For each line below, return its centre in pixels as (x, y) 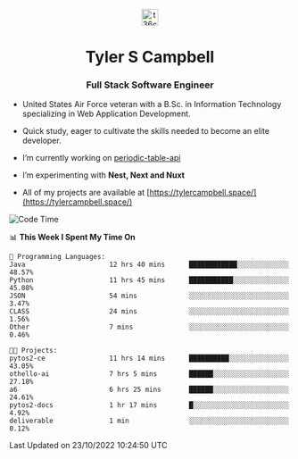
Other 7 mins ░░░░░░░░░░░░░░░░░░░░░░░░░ (149, 327)
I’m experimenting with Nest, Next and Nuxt (103, 175)
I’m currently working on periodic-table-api (101, 158)
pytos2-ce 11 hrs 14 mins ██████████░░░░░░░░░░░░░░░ (149, 359)
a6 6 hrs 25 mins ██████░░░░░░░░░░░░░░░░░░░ (149, 390)
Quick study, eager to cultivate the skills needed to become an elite (146, 131)
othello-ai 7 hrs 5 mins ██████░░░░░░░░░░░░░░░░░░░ (149, 374)
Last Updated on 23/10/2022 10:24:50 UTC (88, 446)
